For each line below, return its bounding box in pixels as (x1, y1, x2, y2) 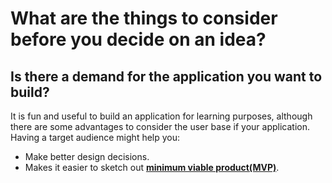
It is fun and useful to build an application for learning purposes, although (10, 110, 313, 122)
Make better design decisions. (24, 151, 150, 162)
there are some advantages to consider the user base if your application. (10, 121, 310, 132)
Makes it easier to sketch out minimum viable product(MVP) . (24, 162, 280, 173)
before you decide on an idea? (10, 28, 267, 51)
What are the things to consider (10, 7, 278, 30)
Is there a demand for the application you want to (10, 68, 323, 85)
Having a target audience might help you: (10, 132, 181, 143)
